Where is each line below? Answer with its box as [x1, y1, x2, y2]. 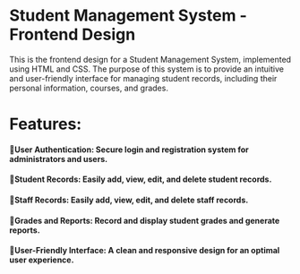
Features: [9, 114, 82, 134]
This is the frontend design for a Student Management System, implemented [9, 54, 292, 64]
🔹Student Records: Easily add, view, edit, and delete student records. [9, 174, 272, 184]
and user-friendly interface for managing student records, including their [9, 73, 278, 83]
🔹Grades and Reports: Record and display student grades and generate [9, 215, 280, 226]
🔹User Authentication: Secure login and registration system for [9, 144, 249, 155]
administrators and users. [9, 153, 108, 164]
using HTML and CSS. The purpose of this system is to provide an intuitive [9, 64, 285, 74]
